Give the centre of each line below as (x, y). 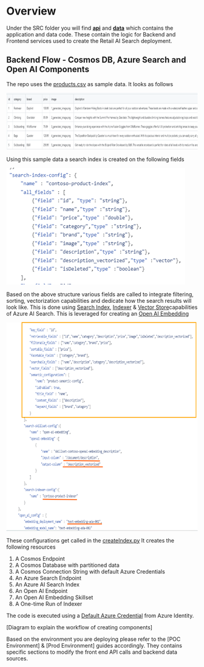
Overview (31, 11)
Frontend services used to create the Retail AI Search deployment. (89, 41)
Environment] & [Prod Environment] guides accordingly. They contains (94, 645)
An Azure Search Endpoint (48, 578)
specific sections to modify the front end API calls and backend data (92, 652)
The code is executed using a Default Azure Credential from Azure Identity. (100, 615)
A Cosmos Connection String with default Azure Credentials (90, 571)
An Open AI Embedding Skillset (54, 597)
